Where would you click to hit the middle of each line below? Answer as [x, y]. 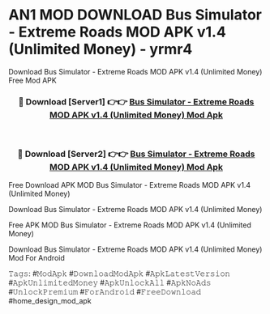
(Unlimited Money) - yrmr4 [101, 49]
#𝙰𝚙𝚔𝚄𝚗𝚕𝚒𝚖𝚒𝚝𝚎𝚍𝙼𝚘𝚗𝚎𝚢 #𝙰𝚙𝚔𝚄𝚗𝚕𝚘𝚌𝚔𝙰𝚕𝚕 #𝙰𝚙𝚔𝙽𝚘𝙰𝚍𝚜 [110, 282]
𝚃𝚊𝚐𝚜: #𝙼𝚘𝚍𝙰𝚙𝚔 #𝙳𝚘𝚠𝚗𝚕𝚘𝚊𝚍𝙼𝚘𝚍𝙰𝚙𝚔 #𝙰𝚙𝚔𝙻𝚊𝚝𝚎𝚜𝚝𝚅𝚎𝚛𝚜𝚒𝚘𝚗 [120, 274]
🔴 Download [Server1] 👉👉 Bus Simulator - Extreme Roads [136, 101]
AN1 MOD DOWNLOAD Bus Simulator [135, 15]
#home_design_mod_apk [50, 300]
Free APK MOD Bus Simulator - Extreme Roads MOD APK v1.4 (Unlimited [130, 225]
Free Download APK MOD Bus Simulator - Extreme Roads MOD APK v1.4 [130, 185]
